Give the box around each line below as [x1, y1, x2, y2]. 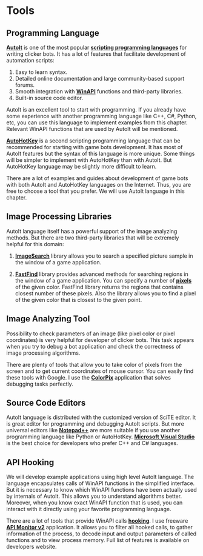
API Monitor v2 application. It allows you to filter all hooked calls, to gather [6, 524, 193, 531]
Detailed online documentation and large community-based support [15, 75, 185, 82]
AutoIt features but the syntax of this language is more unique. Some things [6, 150, 195, 157]
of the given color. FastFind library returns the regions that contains [15, 283, 184, 290]
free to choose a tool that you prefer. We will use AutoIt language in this [6, 187, 185, 195]
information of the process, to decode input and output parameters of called [6, 530, 197, 537]
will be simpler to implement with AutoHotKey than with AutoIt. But [6, 156, 172, 164]
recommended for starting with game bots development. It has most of [6, 144, 183, 150]
